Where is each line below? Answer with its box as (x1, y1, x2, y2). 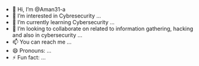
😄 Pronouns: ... (12, 47, 52, 54)
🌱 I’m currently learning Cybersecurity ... (12, 19, 115, 25)
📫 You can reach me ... (12, 38, 72, 45)
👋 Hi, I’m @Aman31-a (12, 6, 66, 13)
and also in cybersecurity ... (12, 31, 83, 39)
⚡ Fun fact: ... (12, 54, 46, 61)
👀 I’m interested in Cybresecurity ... (12, 12, 102, 19)
